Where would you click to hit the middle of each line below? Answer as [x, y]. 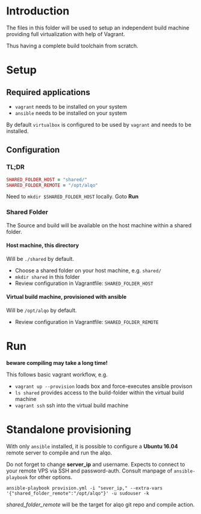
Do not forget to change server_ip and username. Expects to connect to [96, 464]
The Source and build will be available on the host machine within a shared [99, 225]
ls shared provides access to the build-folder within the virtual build [100, 393]
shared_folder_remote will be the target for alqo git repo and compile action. [100, 504]
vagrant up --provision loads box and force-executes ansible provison [104, 387]
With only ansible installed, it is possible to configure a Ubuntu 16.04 [92, 446]
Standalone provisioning [69, 430]
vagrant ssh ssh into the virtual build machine [72, 405]
